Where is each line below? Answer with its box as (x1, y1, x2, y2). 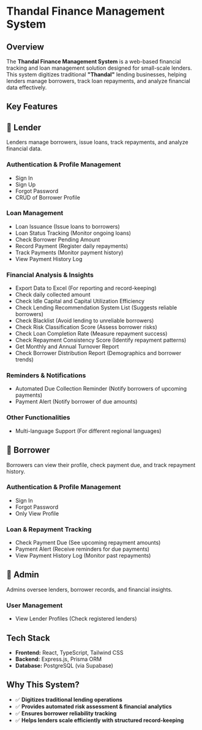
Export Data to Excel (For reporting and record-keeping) (15, 284, 157, 292)
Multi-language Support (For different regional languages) (15, 427, 162, 435)
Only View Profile (15, 509, 59, 517)
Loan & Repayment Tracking (6, 525, 92, 533)
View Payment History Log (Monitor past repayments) (15, 552, 151, 559)
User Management (6, 601, 63, 610)
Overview (6, 42, 45, 52)
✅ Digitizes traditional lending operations (15, 696, 122, 703)
